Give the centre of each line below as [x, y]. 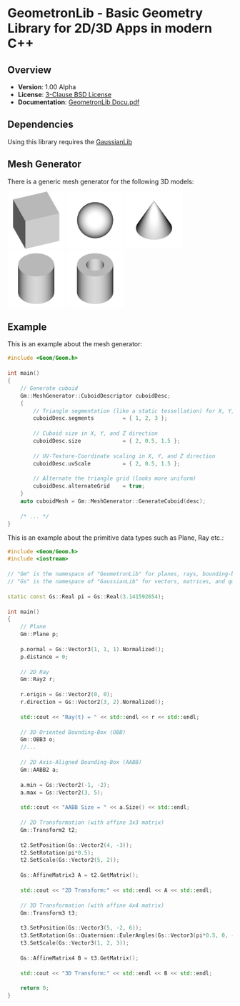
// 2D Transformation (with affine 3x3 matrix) [92, 823]
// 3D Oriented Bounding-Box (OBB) [73, 732]
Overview [30, 70]
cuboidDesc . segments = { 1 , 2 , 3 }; [100, 418]
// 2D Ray [35, 672]
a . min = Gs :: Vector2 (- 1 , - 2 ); [65, 785]
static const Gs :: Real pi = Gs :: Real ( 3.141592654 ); [86, 597]
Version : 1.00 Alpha [47, 87]
